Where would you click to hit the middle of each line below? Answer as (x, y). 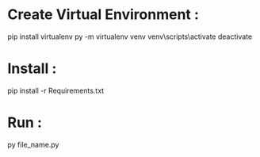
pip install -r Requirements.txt (56, 90)
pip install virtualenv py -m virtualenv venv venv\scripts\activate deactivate (130, 36)
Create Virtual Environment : (103, 15)
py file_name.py (33, 144)
